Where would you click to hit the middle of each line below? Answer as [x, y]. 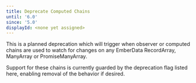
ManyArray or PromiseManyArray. [47, 56]
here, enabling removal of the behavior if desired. [66, 74]
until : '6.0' [22, 17]
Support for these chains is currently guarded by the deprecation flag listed [97, 68]
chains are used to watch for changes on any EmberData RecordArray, [91, 50]
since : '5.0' [22, 22]
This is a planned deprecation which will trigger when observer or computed [98, 44]
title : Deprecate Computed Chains [48, 11]
